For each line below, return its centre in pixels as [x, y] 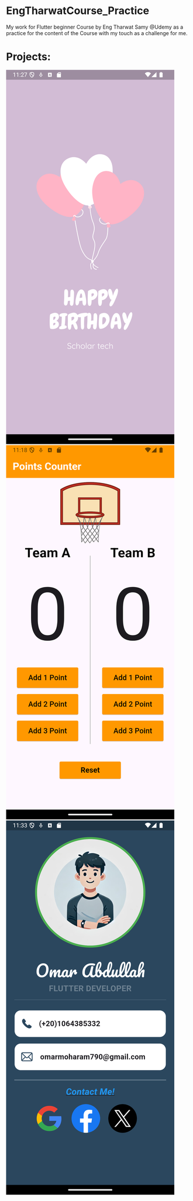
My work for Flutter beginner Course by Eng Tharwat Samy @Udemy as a [95, 27]
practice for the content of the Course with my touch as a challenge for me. [97, 33]
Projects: [28, 57]
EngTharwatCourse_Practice [78, 11]
